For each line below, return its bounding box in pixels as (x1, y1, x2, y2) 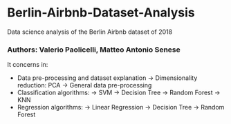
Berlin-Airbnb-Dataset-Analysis (7, 5, 195, 21)
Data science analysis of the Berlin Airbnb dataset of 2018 (7, 28, 173, 36)
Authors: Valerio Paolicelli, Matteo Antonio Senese (7, 45, 181, 54)
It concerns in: (7, 61, 48, 69)
